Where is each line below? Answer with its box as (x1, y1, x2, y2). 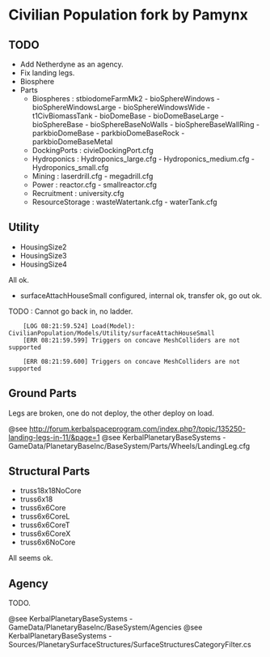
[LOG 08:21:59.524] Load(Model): (23, 322, 136, 330)
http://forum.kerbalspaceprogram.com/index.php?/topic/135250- (29, 424, 247, 433)
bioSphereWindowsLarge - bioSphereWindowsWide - (32, 103, 211, 112)
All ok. (8, 275, 30, 284)
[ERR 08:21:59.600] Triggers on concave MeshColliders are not (23, 357, 241, 365)
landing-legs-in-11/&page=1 (8, 432, 100, 442)
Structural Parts (8, 464, 91, 479)
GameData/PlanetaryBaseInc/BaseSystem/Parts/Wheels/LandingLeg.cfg (8, 441, 251, 450)
